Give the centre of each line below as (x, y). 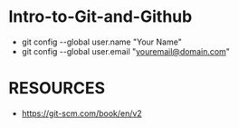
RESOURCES (57, 89)
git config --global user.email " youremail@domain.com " (125, 51)
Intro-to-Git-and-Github (100, 17)
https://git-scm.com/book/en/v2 (81, 113)
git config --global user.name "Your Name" (101, 42)
